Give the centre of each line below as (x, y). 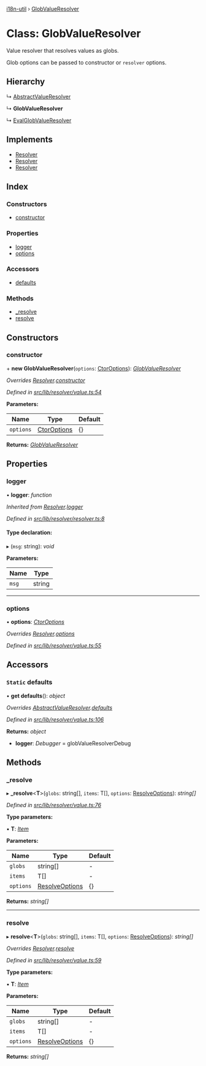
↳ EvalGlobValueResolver (39, 120)
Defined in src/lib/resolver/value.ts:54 (54, 392)
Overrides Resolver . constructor (46, 380)
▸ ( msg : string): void (30, 546)
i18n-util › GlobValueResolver (43, 9)
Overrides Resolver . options (40, 634)
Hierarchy (26, 82)
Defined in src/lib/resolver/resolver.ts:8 (55, 518)
